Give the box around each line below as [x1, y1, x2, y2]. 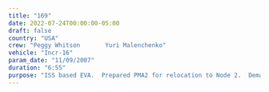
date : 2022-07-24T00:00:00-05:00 [8, 19, 120, 27]
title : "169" [8, 11, 52, 20]
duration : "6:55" [8, 64, 66, 72]
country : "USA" [8, 34, 59, 42]
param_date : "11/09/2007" [8, 57, 94, 65]
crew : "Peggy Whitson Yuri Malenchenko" [8, 42, 167, 50]
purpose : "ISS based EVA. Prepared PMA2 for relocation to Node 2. [8, 71, 242, 79]
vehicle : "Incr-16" [8, 49, 74, 57]
